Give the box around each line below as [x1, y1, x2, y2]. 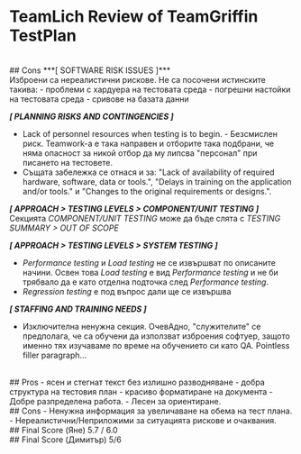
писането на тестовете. [22, 157, 114, 168]
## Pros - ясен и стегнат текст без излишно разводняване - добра [9, 377, 266, 387]
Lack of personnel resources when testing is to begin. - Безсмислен [22, 128, 278, 139]
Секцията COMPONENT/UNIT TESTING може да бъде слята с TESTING [9, 213, 281, 223]
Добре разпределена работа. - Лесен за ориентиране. [9, 395, 222, 406]
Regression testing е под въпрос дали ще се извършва [22, 286, 232, 296]
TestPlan [9, 25, 77, 46]
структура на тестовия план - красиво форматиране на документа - [9, 386, 273, 397]
